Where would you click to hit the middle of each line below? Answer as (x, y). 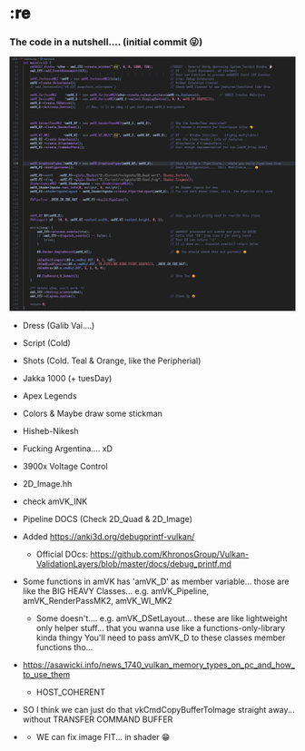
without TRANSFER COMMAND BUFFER (98, 719)
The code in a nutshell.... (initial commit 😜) (106, 42)
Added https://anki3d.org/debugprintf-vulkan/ (108, 536)
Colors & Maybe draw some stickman (93, 413)
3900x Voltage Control (65, 466)
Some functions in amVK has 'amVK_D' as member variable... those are (156, 581)
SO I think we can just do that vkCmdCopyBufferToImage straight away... (158, 709)
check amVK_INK (55, 501)
